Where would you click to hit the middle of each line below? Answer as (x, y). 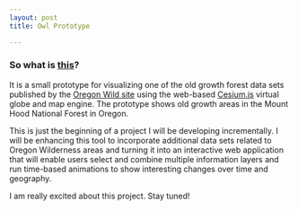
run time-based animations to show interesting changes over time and (139, 169)
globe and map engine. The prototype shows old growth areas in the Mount (149, 103)
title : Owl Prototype (50, 26)
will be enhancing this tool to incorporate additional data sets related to (140, 140)
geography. (31, 178)
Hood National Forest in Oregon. (69, 113)
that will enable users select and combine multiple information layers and (145, 159)
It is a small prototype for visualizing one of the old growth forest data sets (147, 84)
